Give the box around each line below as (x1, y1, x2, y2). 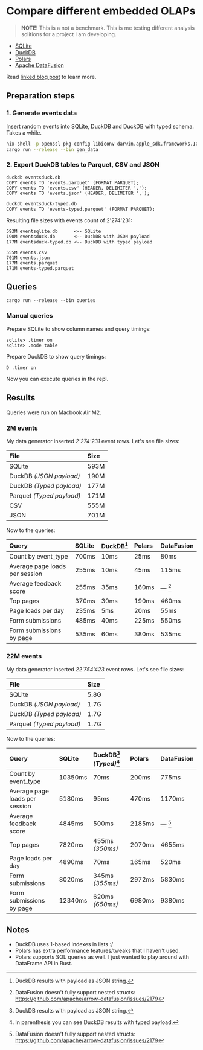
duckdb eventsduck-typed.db (6, 200, 77, 206)
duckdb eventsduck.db (6, 174, 61, 181)
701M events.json (6, 255, 50, 261)
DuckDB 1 (101, 540, 129, 551)
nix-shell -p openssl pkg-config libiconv (6, 141, 115, 147)
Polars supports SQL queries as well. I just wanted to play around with (14, 953, 189, 961)
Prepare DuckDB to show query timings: (6, 353, 106, 360)
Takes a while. (6, 129, 42, 136)
